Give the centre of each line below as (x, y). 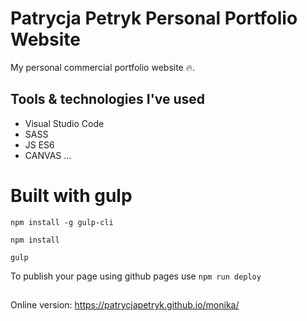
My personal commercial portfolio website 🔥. (103, 67)
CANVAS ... (48, 155)
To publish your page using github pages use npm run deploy (136, 276)
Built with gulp (71, 195)
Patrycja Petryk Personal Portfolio (154, 18)
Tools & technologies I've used (108, 99)
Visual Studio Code (64, 123)
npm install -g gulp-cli (62, 222)
